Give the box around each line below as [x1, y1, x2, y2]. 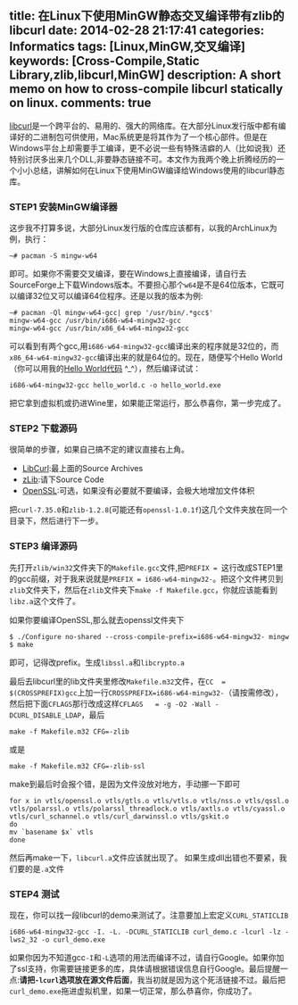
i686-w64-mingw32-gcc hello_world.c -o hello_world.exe [9, 381, 221, 390]
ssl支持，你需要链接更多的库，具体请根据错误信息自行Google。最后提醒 [16, 963, 281, 974]
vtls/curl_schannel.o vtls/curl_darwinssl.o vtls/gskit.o [9, 811, 229, 821]
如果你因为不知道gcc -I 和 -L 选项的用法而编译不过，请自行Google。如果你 [9, 952, 277, 962]
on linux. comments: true [9, 96, 152, 111]
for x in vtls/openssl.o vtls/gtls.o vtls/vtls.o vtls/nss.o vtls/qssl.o [9, 796, 290, 805]
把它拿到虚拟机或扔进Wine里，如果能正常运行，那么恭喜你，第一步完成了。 [9, 398, 286, 409]
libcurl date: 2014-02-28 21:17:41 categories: [9, 23, 265, 38]
